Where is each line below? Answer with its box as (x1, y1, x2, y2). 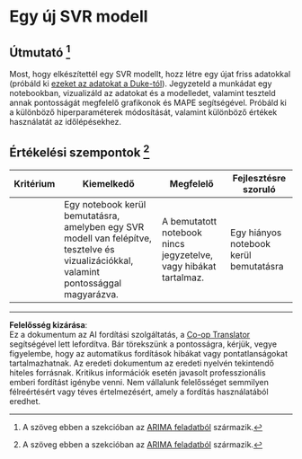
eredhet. (9, 395, 40, 406)
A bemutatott (161, 215, 218, 227)
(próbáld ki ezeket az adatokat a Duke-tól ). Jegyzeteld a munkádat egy (9, 78, 272, 89)
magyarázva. (64, 287, 119, 300)
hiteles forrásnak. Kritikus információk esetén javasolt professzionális (9, 366, 267, 378)
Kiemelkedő (82, 177, 135, 190)
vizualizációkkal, (64, 254, 134, 267)
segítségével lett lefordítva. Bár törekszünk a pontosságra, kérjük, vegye (9, 339, 277, 349)
